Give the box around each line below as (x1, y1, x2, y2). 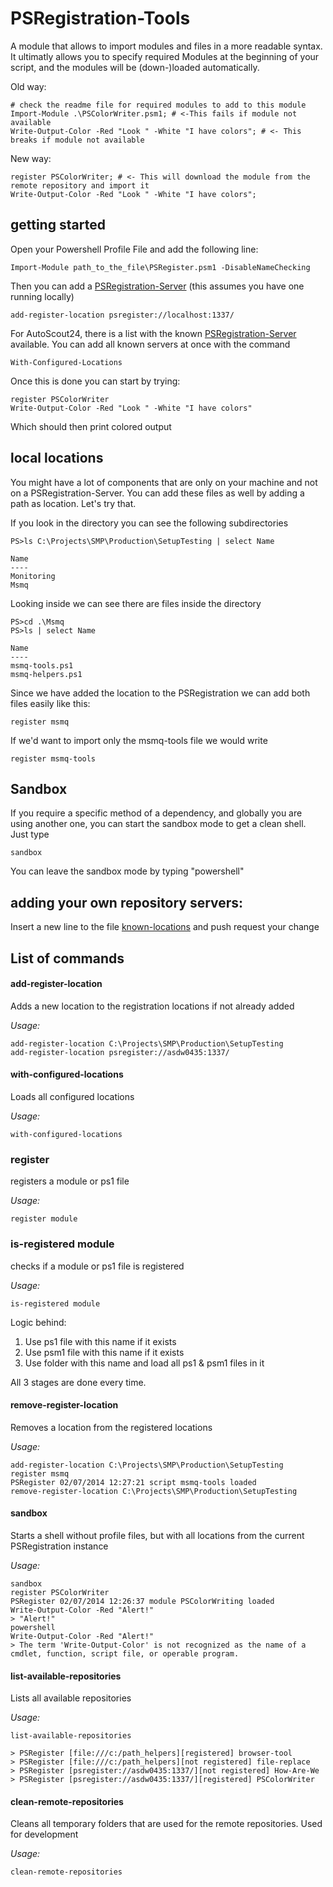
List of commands (10, 950, 125, 967)
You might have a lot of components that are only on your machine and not (10, 476, 318, 488)
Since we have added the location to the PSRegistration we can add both (10, 687, 311, 699)
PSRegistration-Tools (10, 7, 191, 30)
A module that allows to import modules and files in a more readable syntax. (10, 40, 323, 52)
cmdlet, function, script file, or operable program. (10, 1648, 240, 1659)
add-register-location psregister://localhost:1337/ (10, 310, 235, 320)
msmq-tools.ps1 (10, 660, 74, 671)
